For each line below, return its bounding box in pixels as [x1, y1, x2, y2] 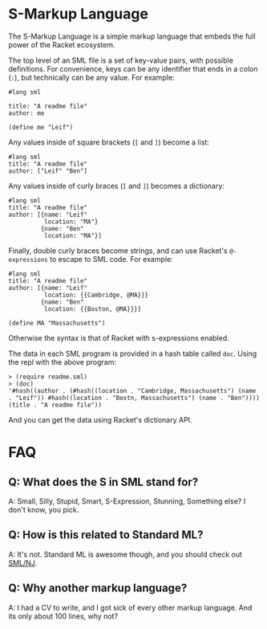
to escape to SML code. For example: [49, 254, 174, 263]
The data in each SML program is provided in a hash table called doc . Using [8, 349, 257, 358]
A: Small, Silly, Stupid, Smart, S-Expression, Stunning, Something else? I [8, 496, 246, 506]
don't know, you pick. [8, 504, 79, 514]
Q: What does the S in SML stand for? [8, 475, 199, 488]
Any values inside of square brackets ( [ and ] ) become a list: [8, 137, 210, 147]
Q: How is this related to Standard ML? [8, 528, 204, 542]
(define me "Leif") [8, 123, 74, 131]
